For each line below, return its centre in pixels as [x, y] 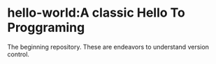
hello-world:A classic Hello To [96, 13]
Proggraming [46, 27]
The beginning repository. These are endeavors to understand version [108, 47]
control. [19, 54]
